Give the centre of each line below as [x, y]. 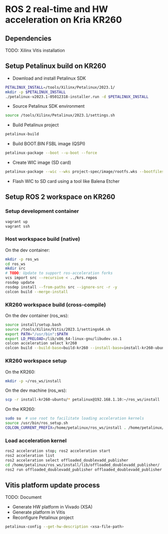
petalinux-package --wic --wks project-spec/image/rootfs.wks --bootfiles [85, 172]
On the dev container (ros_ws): [37, 315]
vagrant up [16, 221]
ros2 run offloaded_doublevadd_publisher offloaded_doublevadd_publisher [84, 469]
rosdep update [20, 283]
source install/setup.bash [33, 325]
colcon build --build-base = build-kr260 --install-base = [64, 348]
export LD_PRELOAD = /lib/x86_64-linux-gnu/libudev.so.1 [63, 339]
